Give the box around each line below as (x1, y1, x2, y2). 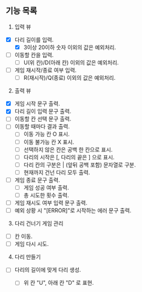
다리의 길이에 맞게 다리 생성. (14, 266, 81, 274)
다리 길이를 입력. (14, 36, 54, 43)
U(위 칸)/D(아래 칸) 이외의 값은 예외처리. (23, 59, 119, 66)
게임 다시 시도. (14, 240, 49, 248)
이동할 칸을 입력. (14, 51, 54, 58)
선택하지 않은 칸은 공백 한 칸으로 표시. (23, 145, 113, 153)
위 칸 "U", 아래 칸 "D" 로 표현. (23, 279, 94, 287)
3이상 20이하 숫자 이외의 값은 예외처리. (23, 43, 117, 50)
